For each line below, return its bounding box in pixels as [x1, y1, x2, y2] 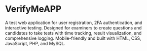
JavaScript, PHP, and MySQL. [5, 40, 66, 46]
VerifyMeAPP [5, 3, 62, 15]
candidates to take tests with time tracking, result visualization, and [5, 30, 142, 36]
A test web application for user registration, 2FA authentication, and [5, 20, 143, 25]
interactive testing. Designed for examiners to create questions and [5, 25, 142, 30]
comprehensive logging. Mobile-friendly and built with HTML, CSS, [5, 35, 142, 41]
